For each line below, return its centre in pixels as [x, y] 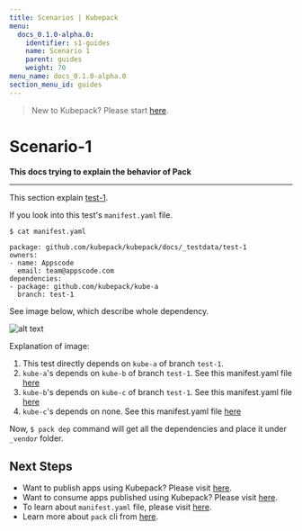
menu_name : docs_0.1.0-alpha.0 [68, 76]
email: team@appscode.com [66, 271]
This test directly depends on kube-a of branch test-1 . [123, 363]
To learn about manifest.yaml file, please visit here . [117, 507]
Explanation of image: [49, 346]
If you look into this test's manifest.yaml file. [91, 215]
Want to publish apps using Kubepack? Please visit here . [127, 488]
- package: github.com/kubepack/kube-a [84, 286]
